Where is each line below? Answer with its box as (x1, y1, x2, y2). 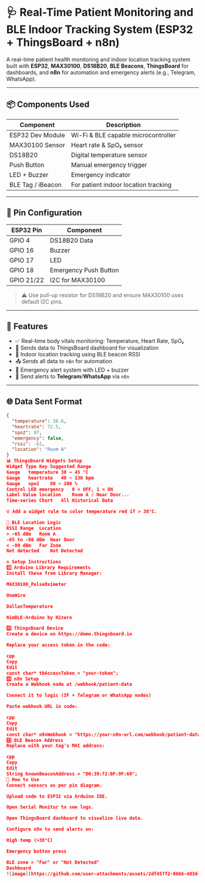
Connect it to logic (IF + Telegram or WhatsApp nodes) (6, 693, 151, 699)
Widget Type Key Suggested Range (6, 464, 92, 470)
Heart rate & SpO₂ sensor (71, 140, 143, 149)
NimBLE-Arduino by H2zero (6, 614, 72, 621)
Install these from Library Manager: (6, 571, 103, 577)
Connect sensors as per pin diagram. (6, 782, 103, 788)
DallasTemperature (6, 603, 53, 610)
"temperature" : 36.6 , (12, 418, 67, 425)
